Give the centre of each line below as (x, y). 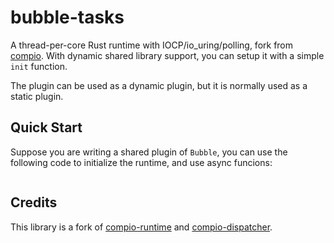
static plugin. (37, 96)
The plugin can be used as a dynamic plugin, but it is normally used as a (159, 85)
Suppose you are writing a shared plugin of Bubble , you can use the (149, 152)
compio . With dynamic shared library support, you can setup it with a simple (167, 55)
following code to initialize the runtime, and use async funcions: (141, 162)
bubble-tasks (67, 17)
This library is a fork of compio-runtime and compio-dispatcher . (141, 227)
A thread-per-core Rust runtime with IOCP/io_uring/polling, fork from (152, 45)
